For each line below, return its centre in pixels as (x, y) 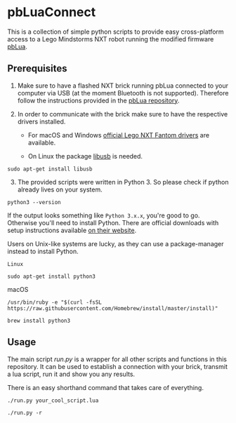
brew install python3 (39, 321)
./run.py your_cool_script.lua (53, 401)
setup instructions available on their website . (72, 230)
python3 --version (34, 202)
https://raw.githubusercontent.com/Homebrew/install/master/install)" (113, 308)
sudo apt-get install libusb (50, 169)
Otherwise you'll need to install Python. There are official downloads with (113, 222)
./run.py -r (25, 412)
